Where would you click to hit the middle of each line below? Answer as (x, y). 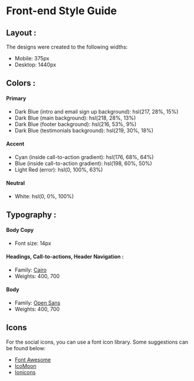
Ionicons (25, 372)
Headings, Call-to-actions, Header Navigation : (65, 257)
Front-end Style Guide (61, 11)
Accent (15, 144)
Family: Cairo (31, 270)
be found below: (26, 348)
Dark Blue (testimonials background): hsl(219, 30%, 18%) (84, 130)
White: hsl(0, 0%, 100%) (44, 196)
